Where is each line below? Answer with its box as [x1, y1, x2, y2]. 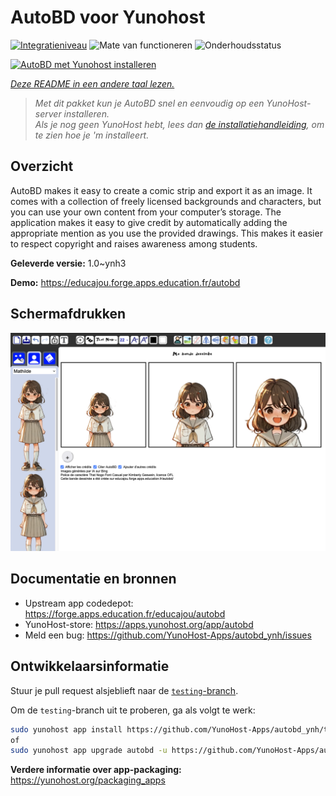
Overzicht [10, 158, 74, 175]
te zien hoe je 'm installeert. [34, 129, 150, 141]
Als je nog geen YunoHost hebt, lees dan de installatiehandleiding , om [34, 118, 325, 130]
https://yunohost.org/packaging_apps [10, 774, 166, 786]
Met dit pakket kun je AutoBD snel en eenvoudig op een [34, 97, 265, 109]
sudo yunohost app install [10, 724, 123, 735]
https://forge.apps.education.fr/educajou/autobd [24, 607, 226, 620]
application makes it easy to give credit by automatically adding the [10, 216, 288, 228]
